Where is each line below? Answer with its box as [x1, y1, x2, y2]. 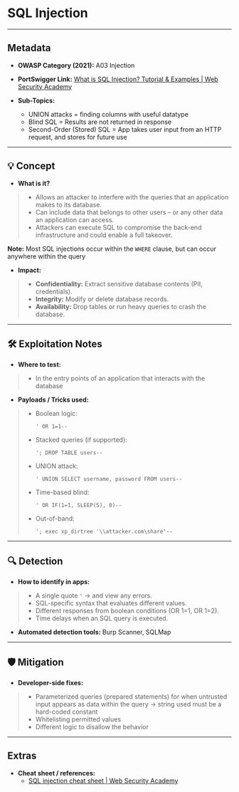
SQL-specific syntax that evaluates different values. [35, 599, 187, 608]
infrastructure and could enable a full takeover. [35, 230, 173, 239]
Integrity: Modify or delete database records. [35, 294, 169, 303]
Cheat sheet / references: [17, 768, 96, 777]
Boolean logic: [35, 410, 78, 418]
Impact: [17, 266, 41, 274]
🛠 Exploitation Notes [7, 338, 102, 350]
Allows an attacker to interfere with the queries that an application [35, 192, 229, 201]
